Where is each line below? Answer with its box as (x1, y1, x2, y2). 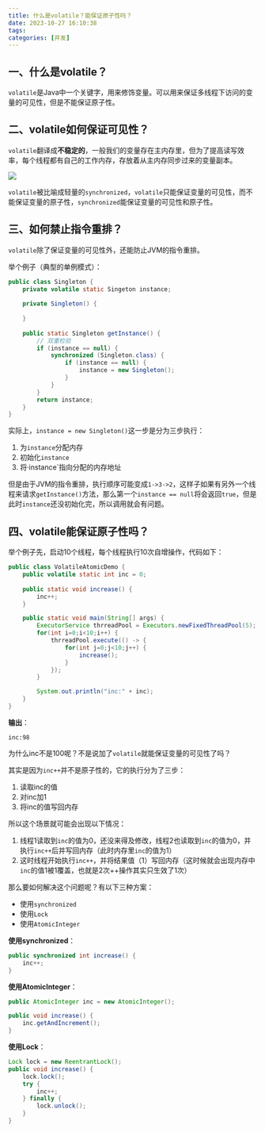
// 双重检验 (36, 336, 71, 345)
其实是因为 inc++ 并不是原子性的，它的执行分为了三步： (8, 765, 186, 774)
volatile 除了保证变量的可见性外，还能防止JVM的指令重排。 (8, 245, 204, 255)
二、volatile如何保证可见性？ (8, 123, 150, 136)
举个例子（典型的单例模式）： (8, 262, 102, 271)
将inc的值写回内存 (19, 802, 79, 812)
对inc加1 (19, 792, 47, 801)
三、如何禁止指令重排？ (8, 223, 123, 236)
